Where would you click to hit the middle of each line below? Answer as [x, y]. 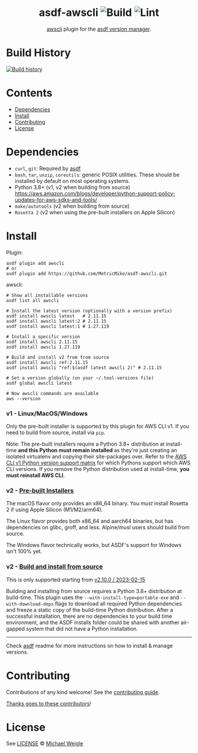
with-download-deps [30, 604]
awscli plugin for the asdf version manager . [99, 29]
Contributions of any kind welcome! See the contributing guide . [83, 692]
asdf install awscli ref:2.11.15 [47, 362]
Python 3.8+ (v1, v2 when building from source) [72, 187]
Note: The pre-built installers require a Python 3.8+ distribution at [85, 444]
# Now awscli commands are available [52, 393]
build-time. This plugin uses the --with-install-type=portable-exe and [93, 597]
